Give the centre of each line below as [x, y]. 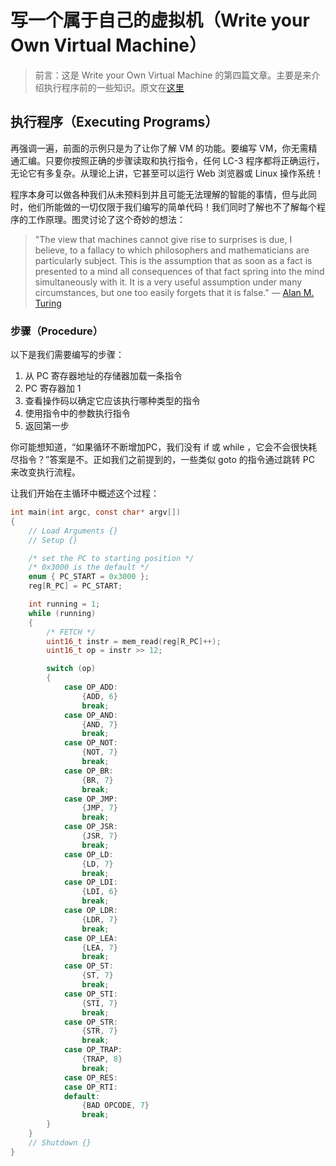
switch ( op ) [71, 669]
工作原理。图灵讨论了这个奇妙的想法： [106, 219]
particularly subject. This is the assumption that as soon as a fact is [173, 260]
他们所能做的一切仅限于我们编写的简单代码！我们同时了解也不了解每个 [172, 207]
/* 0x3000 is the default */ [89, 567]
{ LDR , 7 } [99, 919]
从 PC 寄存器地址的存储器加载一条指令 [103, 376]
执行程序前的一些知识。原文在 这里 [114, 87]
